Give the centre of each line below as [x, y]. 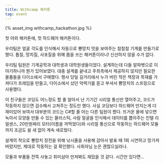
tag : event [16, 14]
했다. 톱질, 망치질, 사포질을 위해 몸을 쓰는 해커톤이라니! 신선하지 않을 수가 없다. [80, 55]
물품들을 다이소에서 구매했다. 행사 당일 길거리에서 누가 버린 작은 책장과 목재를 [79, 77]
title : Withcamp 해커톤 [28, 9]
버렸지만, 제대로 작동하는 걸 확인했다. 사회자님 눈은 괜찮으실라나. [67, 146]
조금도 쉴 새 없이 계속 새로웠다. [43, 130]
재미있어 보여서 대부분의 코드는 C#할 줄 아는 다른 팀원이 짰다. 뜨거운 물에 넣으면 [81, 111]
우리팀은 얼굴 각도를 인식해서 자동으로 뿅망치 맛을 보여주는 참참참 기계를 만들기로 [82, 48]
